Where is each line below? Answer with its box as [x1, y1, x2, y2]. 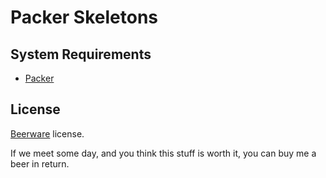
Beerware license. [10, 127, 85, 140]
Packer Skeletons [10, 6, 159, 29]
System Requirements [10, 46, 152, 63]
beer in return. [10, 157, 70, 170]
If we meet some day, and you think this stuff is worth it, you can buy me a [10, 147, 317, 159]
